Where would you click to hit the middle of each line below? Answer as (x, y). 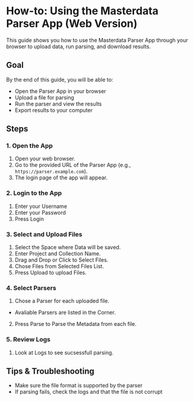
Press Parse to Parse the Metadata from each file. (76, 324)
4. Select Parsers (31, 288)
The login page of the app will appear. (61, 178)
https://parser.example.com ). (51, 172)
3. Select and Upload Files (44, 234)
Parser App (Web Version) (72, 24)
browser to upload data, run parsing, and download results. (79, 46)
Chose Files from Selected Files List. (59, 266)
